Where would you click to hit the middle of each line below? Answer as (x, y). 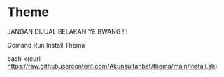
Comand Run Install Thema (46, 45)
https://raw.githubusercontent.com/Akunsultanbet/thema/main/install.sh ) (112, 66)
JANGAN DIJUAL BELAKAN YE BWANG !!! (68, 31)
